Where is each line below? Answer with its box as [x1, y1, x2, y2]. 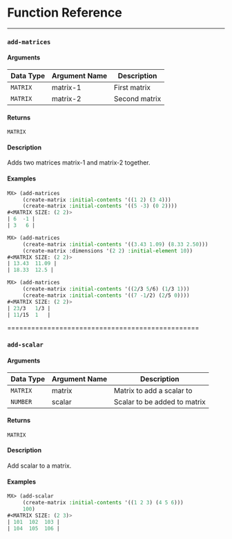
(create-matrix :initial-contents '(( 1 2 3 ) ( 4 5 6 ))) [22, 500, 184, 506]
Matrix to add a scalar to [113, 385, 193, 395]
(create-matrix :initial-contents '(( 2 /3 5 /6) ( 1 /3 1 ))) [22, 286, 190, 293]
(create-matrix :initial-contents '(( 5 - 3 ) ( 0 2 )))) [22, 203, 177, 210]
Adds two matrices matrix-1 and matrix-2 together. [7, 158, 151, 167]
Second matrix [113, 94, 162, 104]
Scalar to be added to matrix [113, 396, 206, 406]
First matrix [113, 83, 151, 93]
